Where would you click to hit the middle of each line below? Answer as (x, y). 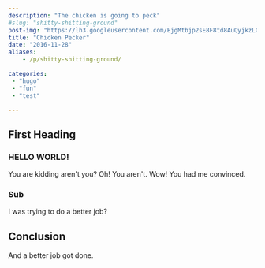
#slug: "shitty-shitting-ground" (63, 23)
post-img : (24, 30)
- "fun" (24, 88)
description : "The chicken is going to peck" (84, 15)
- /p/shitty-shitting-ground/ (72, 60)
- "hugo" (26, 81)
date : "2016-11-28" (40, 45)
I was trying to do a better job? (58, 212)
